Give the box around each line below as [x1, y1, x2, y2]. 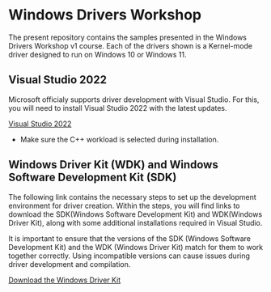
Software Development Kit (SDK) [8, 171, 177, 184]
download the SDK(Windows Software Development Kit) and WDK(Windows [8, 209, 263, 219]
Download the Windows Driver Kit [8, 275, 121, 285]
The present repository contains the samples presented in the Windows [8, 32, 247, 42]
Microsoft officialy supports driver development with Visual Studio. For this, [8, 95, 260, 104]
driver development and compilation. [8, 259, 131, 269]
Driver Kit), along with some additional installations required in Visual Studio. [8, 218, 263, 227]
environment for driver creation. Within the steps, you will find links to [8, 201, 240, 210]
